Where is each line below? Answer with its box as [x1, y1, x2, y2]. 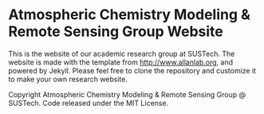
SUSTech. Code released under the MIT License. [8, 98, 169, 108]
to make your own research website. [8, 74, 128, 84]
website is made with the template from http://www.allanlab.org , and [8, 57, 234, 67]
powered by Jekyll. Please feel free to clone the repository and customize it [8, 65, 257, 75]
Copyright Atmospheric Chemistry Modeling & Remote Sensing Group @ [8, 89, 246, 99]
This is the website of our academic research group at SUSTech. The [8, 49, 235, 58]
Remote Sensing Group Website [8, 22, 223, 41]
